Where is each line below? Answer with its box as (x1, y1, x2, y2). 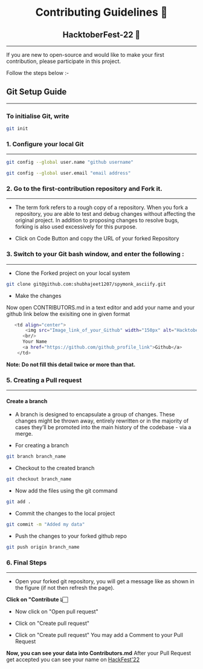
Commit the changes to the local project (14, 509, 115, 517)
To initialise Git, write (6, 112, 69, 120)
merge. (14, 430, 33, 438)
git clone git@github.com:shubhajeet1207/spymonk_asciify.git (6, 281, 166, 287)
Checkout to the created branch (14, 465, 95, 472)
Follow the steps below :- (6, 69, 69, 76)
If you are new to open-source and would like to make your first (6, 51, 164, 58)
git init (6, 126, 28, 132)
